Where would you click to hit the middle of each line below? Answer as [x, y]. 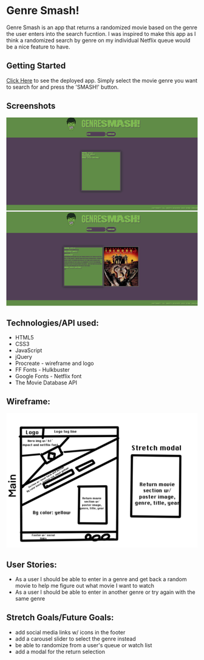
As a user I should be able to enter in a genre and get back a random [101, 579]
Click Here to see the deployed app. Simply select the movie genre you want [102, 80]
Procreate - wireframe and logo [54, 363]
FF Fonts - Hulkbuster [42, 370]
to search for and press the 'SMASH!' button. [63, 87]
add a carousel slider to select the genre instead [75, 639]
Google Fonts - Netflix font [48, 376]
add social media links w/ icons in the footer [70, 632]
